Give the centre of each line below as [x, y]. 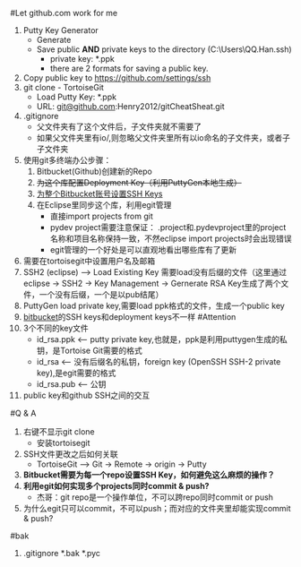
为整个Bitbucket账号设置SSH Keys [99, 193]
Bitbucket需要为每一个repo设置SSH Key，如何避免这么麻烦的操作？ [149, 475]
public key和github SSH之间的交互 [86, 395]
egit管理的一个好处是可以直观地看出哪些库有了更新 [143, 249]
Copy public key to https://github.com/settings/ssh [117, 78]
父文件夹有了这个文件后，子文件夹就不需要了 [119, 126]
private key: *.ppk [82, 59]
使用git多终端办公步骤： [67, 160]
